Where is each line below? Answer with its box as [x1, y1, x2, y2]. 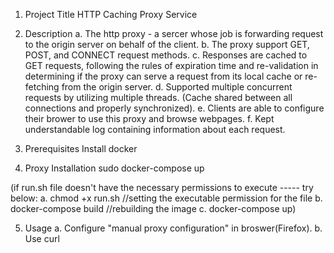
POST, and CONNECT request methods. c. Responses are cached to [24, 49, 308, 61]
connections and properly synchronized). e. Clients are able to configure [24, 102, 325, 114]
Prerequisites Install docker [24, 143, 138, 154]
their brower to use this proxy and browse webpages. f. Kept [24, 113, 275, 124]
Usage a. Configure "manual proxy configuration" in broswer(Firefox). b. [24, 222, 323, 234]
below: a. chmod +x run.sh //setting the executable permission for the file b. [10, 192, 323, 204]
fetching [24, 81, 60, 93]
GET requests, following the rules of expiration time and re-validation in [24, 60, 319, 71]
